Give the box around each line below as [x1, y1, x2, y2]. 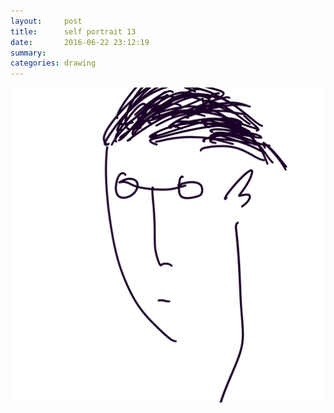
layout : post [10, 16, 83, 26]
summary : [10, 48, 47, 58]
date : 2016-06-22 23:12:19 [10, 37, 150, 47]
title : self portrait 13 [10, 26, 137, 37]
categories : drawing [10, 58, 97, 69]
